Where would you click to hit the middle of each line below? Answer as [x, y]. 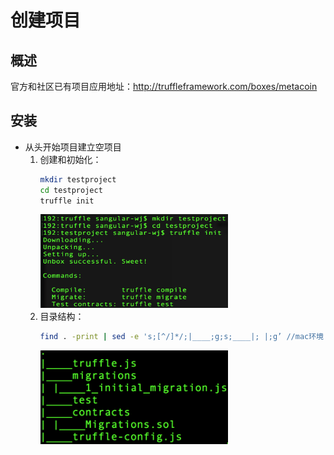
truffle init [67, 201]
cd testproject [71, 190]
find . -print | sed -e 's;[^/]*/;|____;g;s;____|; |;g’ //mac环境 [181, 337]
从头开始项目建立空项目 [73, 147]
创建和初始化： [70, 159]
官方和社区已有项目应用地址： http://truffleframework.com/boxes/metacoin [164, 86]
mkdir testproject [78, 179]
